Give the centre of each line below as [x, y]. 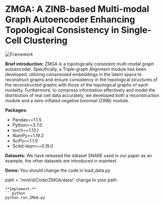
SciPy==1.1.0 [25, 141]
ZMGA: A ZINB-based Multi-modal [77, 9]
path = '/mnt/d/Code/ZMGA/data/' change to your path [61, 180]
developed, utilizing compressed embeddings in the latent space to [74, 74]
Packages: [16, 110]
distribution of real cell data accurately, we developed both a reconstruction [82, 95]
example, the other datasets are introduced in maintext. [61, 161]
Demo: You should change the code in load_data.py [58, 170]
